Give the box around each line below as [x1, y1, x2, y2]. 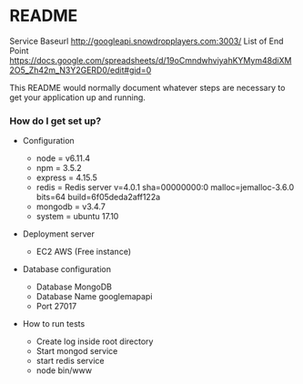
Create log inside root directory [35, 336, 154, 347]
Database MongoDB [35, 281, 112, 292]
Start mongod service [35, 346, 118, 357]
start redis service [35, 356, 105, 367]
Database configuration [22, 264, 112, 275]
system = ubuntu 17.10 [35, 211, 119, 222]
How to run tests [22, 318, 86, 329]
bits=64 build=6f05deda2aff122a [35, 192, 161, 203]
